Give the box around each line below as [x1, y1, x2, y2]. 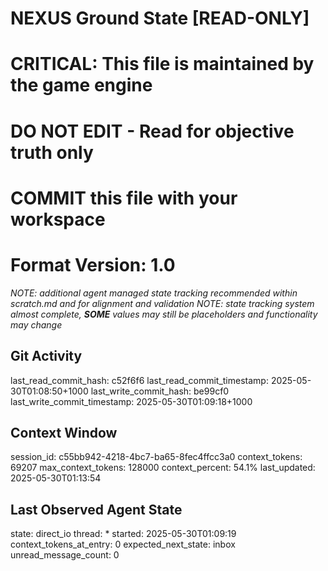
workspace [10, 208, 106, 231]
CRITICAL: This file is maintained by [10, 53, 315, 76]
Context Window [10, 424, 118, 441]
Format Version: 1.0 [10, 253, 176, 276]
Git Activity [10, 348, 83, 365]
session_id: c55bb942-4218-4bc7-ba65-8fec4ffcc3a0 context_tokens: [10, 451, 303, 463]
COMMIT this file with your [10, 187, 238, 209]
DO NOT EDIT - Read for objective [10, 120, 295, 142]
